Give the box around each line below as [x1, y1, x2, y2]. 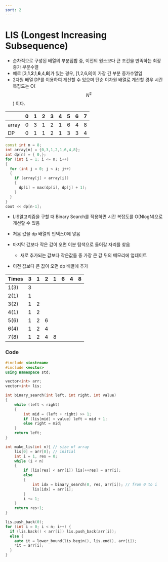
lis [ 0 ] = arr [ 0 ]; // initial [14, 449, 76, 454]
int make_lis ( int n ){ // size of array [5, 444, 90, 449]
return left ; [14, 431, 42, 436]
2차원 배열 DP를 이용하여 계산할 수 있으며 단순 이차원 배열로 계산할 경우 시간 [12, 77, 163, 83]
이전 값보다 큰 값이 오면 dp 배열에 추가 [12, 263, 89, 269]
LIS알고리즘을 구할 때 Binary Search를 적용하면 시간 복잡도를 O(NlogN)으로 [12, 214, 163, 220]
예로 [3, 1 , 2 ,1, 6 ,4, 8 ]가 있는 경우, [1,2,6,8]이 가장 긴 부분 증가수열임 [12, 70, 143, 76]
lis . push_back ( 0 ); [5, 519, 44, 525]
